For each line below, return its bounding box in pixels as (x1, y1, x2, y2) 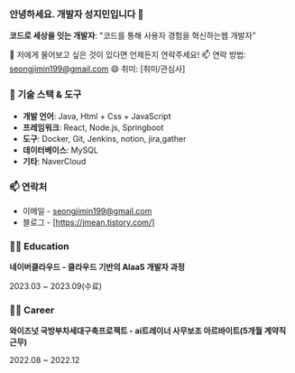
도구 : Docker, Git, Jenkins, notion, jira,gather (22, 133, 187, 144)
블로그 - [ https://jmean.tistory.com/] (22, 217, 155, 228)
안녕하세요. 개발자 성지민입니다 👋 (9, 7, 144, 20)
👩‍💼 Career (9, 304, 55, 317)
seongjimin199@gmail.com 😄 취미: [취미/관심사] (9, 63, 186, 74)
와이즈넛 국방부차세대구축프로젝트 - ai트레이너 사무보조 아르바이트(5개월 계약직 (9, 325, 287, 336)
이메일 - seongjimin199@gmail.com (22, 205, 152, 216)
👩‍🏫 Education (9, 239, 69, 252)
